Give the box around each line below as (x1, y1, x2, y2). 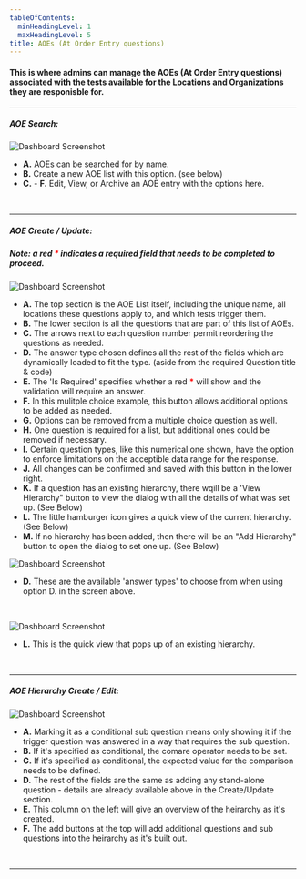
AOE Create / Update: (9, 225, 93, 237)
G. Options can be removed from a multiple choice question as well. (22, 414, 278, 425)
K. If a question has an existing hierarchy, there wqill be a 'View (22, 482, 261, 493)
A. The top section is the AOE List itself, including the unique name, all (22, 298, 287, 310)
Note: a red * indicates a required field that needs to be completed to (9, 248, 276, 260)
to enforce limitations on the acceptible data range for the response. (22, 453, 280, 465)
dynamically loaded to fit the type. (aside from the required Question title (22, 356, 296, 367)
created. (22, 813, 55, 824)
